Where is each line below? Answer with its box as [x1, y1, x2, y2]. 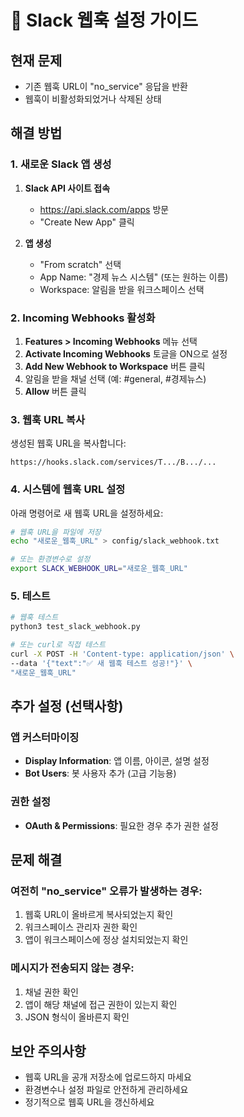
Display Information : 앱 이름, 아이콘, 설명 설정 [24, 755, 210, 767]
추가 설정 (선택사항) [10, 698, 124, 715]
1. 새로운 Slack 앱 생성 [10, 157, 112, 171]
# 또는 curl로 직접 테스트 [10, 640, 106, 650]
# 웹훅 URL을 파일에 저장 [10, 527, 102, 537]
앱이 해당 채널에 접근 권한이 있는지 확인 [24, 998, 178, 1010]
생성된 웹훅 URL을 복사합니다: [10, 437, 127, 450]
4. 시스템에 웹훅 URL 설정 [10, 482, 126, 496]
